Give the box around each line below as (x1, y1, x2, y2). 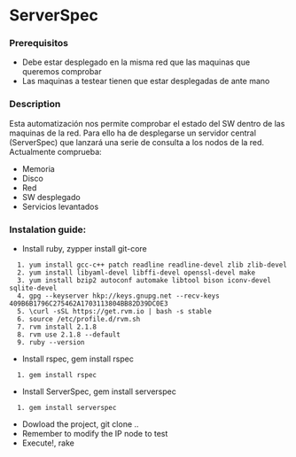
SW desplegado (21, 191, 82, 202)
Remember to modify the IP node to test (21, 429, 168, 439)
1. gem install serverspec (17, 404, 117, 413)
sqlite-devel (9, 284, 58, 293)
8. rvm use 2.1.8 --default (17, 330, 121, 339)
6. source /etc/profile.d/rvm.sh (17, 315, 141, 324)
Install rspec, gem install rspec (21, 353, 135, 364)
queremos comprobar (21, 66, 102, 77)
